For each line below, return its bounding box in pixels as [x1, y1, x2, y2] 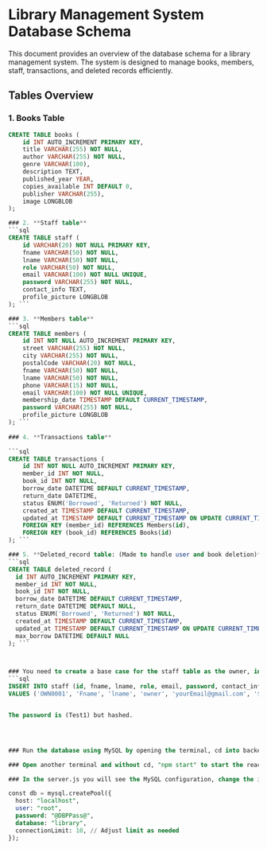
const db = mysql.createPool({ [8, 789, 112, 797]
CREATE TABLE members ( [8, 329, 87, 337]
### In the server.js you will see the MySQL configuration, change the [8, 775, 254, 783]
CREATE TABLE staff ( [8, 234, 80, 242]
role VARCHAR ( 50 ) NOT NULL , [22, 263, 115, 271]
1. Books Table [8, 113, 65, 124]
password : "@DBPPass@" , [15, 812, 94, 820]
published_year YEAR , [22, 175, 94, 183]
